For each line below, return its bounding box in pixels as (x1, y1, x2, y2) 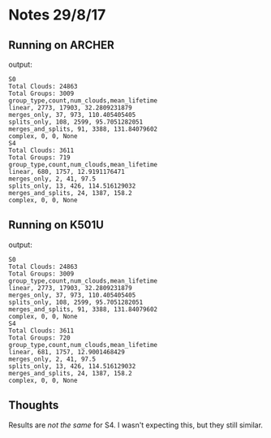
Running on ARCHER (8, 38, 115, 52)
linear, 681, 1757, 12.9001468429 (8, 348, 126, 356)
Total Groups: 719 (8, 154, 71, 162)
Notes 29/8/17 (8, 6, 106, 24)
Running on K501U (8, 218, 104, 232)
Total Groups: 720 (8, 333, 71, 342)
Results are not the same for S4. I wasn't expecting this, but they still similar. (8, 420, 264, 430)
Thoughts (8, 398, 59, 412)
